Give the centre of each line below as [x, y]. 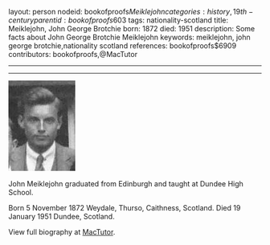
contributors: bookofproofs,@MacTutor [73, 54]
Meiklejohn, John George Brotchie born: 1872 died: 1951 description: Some [132, 29]
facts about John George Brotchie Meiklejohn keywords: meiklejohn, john [129, 37]
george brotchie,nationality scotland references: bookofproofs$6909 [123, 46]
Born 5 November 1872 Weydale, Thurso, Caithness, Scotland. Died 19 [125, 208]
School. [21, 192]
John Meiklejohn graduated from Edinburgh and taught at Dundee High [126, 184]
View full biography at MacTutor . [62, 232]
